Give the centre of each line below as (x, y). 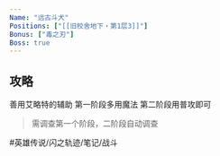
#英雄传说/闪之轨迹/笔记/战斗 (64, 143)
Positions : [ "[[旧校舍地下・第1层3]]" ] (79, 26)
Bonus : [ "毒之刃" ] (42, 34)
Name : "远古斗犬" (39, 17)
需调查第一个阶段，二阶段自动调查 (95, 124)
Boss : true (30, 43)
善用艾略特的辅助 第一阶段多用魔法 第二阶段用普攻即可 (110, 105)
